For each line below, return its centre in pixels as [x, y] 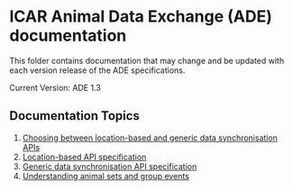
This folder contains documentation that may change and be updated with [147, 60]
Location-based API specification [84, 157]
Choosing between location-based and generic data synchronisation [150, 138]
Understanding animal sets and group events [105, 176]
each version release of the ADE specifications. [97, 70]
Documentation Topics [74, 116]
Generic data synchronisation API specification [110, 166]
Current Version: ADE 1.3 [55, 87]
